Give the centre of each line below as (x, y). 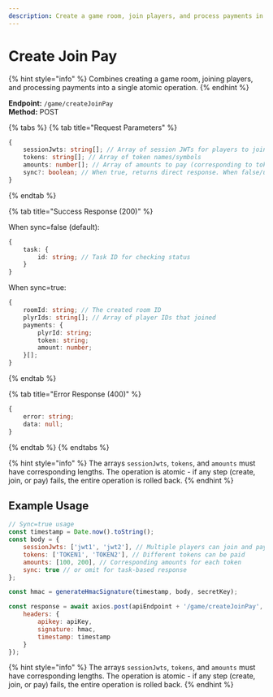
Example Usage (49, 506)
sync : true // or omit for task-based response (105, 569)
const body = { (34, 540)
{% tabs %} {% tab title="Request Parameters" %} (93, 128)
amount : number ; (65, 348)
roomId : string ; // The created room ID (92, 310)
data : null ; (43, 424)
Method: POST (34, 111)
